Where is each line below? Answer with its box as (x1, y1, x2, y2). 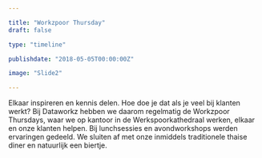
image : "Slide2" (8, 69, 62, 77)
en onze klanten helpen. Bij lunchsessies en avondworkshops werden (8, 124, 238, 133)
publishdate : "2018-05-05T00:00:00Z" (8, 55, 135, 63)
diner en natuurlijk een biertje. (8, 140, 107, 150)
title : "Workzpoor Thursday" (8, 18, 106, 26)
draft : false (8, 26, 52, 34)
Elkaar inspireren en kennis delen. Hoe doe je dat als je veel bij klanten (8, 98, 240, 108)
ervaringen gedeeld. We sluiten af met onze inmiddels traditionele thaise (8, 132, 248, 142)
